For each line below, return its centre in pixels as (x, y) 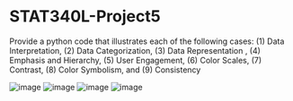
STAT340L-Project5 (85, 17)
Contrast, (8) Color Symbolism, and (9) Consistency (105, 70)
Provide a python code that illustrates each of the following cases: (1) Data (147, 41)
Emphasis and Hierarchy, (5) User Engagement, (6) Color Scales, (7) (136, 60)
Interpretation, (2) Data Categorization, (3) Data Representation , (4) (135, 50)
